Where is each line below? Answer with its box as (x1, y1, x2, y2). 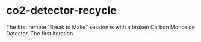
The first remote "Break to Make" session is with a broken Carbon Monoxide (6, 23, 196, 31)
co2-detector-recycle (6, 4, 117, 17)
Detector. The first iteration (6, 29, 73, 37)
